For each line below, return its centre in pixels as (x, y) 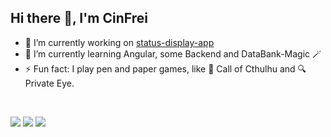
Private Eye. (49, 83)
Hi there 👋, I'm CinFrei (79, 18)
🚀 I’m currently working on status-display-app (119, 42)
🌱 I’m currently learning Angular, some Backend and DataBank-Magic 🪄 (173, 53)
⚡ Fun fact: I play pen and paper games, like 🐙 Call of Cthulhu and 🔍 (165, 68)
